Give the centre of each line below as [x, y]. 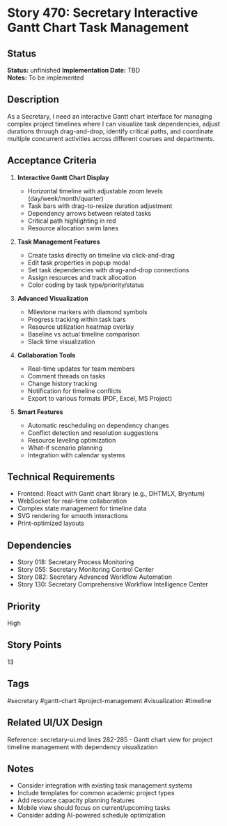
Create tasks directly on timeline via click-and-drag [101, 255]
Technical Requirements [61, 477]
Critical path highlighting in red [72, 221]
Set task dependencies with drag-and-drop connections [108, 270]
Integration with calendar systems [76, 455]
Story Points [34, 645]
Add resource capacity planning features [76, 800]
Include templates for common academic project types [96, 793]
